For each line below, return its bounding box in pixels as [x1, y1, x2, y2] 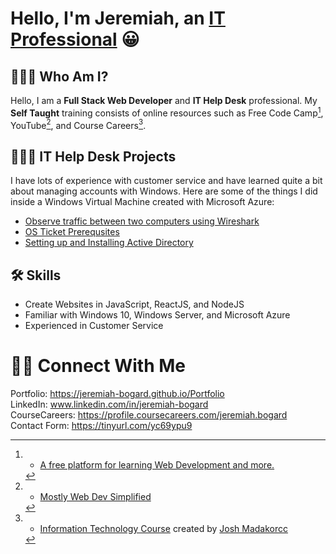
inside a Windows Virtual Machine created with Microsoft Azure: [10, 196, 275, 208]
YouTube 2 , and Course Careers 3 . [10, 117, 147, 131]
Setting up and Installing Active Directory [24, 237, 194, 249]
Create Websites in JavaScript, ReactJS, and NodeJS [24, 298, 245, 310]
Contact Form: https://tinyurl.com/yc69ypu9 [10, 419, 193, 431]
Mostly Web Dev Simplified [39, 490, 152, 502]
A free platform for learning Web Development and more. [39, 458, 275, 471]
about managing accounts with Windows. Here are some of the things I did [10, 185, 318, 197]
